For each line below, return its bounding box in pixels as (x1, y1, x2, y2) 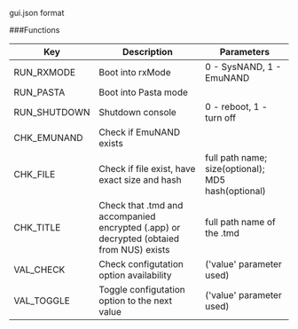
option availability (98, 270, 172, 281)
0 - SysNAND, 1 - (205, 61, 282, 73)
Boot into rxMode (98, 67, 171, 78)
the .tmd (205, 227, 239, 239)
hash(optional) (205, 185, 266, 197)
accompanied (98, 210, 156, 223)
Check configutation (98, 258, 184, 270)
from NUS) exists (98, 244, 170, 255)
